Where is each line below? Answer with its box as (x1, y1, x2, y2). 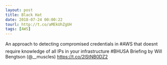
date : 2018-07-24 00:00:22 (5, 17, 63, 22)
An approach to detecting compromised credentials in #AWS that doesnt (5, 41, 158, 47)
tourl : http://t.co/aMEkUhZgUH (5, 21, 72, 27)
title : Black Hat (5, 12, 42, 17)
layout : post (5, 7, 33, 13)
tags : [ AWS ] (5, 27, 31, 32)
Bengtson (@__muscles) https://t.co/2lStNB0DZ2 (5, 54, 108, 60)
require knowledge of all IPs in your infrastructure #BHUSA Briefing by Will (5, 48, 162, 54)
